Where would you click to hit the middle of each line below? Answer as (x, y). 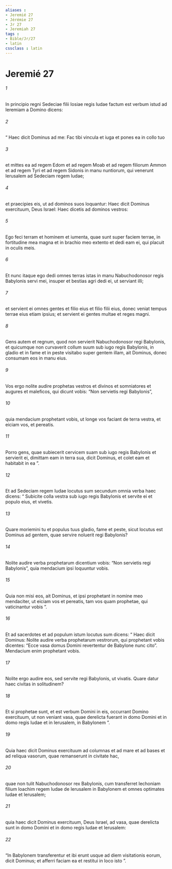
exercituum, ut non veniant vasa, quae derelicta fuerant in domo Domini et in (86, 717)
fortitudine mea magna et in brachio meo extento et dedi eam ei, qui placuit (85, 242)
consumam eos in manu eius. (36, 358)
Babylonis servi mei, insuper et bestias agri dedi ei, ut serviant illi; (74, 281)
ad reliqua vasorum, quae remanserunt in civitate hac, (62, 756)
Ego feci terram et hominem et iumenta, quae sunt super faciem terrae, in (83, 237)
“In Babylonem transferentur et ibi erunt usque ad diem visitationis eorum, (83, 855)
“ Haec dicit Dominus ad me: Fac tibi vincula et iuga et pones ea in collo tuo (85, 137)
